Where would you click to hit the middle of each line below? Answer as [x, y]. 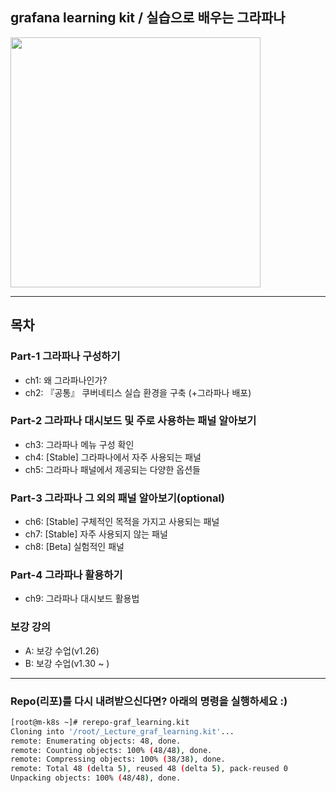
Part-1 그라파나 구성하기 [65, 356]
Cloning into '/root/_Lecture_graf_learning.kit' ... [122, 731]
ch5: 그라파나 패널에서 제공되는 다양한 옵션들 [112, 469]
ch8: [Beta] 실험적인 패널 [74, 547]
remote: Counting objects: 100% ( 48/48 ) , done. [111, 750]
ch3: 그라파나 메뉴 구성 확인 [79, 444]
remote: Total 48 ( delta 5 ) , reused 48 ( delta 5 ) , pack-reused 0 [149, 769]
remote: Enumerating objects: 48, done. [96, 741]
